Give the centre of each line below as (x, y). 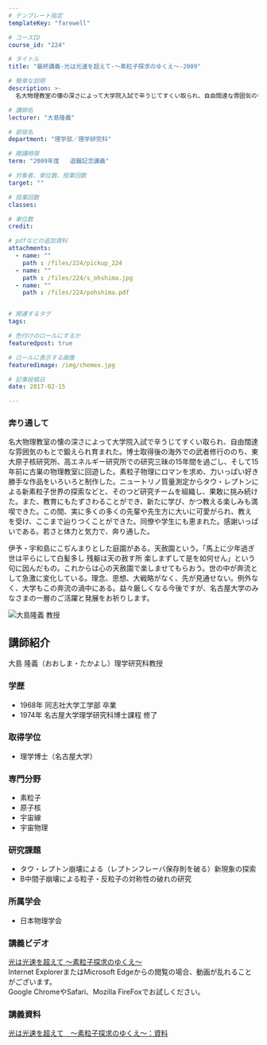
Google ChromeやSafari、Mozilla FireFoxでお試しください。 (106, 992)
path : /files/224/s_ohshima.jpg (78, 278)
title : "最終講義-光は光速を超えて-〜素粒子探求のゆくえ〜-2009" (104, 67)
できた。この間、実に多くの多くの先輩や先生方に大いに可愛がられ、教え (133, 511)
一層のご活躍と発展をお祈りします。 (95, 598)
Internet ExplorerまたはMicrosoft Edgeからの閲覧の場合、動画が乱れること (130, 972)
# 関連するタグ (30, 314)
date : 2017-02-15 (37, 387)
